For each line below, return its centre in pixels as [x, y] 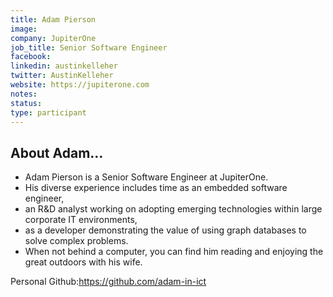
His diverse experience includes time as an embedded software [156, 188]
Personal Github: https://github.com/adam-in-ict [108, 282]
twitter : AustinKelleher [62, 76]
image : [24, 29]
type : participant [48, 112]
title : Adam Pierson [53, 19]
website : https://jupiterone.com [80, 85]
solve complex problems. [76, 241]
